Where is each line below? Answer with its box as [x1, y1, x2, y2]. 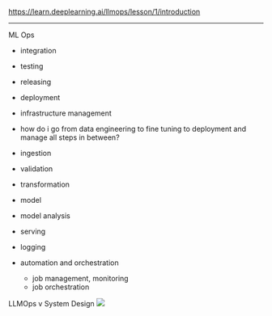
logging [19, 242, 46, 251]
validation [19, 164, 53, 173]
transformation [19, 179, 70, 189]
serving [19, 226, 46, 236]
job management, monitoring [32, 274, 129, 283]
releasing [19, 77, 52, 86]
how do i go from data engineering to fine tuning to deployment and [19, 124, 247, 133]
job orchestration [32, 282, 90, 292]
